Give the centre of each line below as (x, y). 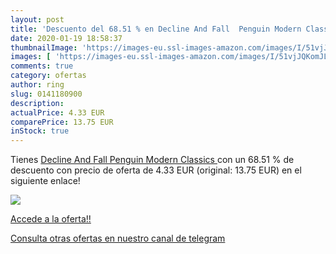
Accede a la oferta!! (51, 219)
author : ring (37, 85)
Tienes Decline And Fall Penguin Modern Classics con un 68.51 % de (152, 160)
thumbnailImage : (44, 47)
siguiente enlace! (45, 181)
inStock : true (40, 131)
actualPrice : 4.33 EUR (57, 112)
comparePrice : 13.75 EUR (62, 122)
